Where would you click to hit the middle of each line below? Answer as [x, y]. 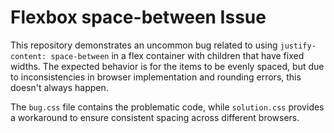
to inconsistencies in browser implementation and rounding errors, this [156, 77]
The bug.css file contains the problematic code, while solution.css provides [167, 107]
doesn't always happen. [59, 87]
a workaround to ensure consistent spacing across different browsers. [155, 117]
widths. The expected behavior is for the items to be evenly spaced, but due [167, 66]
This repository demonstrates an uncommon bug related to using [144, 45]
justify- [298, 46]
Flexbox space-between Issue [138, 17]
